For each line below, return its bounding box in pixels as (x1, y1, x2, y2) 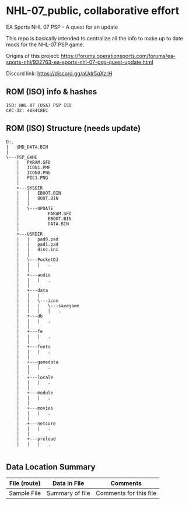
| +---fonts (16, 343, 51, 349)
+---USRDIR (16, 231, 43, 237)
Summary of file (46, 489, 90, 497)
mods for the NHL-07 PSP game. (6, 41, 85, 48)
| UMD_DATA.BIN (6, 144, 48, 150)
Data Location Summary (6, 462, 96, 472)
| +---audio (16, 272, 51, 278)
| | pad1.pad (16, 241, 59, 247)
